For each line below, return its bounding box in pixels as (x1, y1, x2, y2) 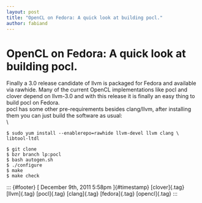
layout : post (6, 9, 40, 15)
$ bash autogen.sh (6, 157, 53, 163)
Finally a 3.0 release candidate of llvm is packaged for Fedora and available (6, 80, 197, 87)
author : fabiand (6, 20, 48, 26)
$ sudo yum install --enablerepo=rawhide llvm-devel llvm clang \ (6, 130, 179, 137)
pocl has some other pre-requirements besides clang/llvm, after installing (6, 105, 192, 113)
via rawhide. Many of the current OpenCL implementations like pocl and (6, 86, 188, 93)
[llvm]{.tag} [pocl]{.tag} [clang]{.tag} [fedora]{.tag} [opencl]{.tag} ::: (6, 190, 178, 198)
